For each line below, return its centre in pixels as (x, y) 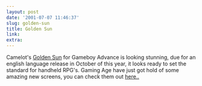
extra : (14, 40)
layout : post (23, 12)
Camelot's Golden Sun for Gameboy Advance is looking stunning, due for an (101, 57)
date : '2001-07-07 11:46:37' (43, 18)
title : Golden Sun (29, 29)
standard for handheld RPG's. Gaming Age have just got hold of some (93, 70)
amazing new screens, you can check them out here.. (73, 77)
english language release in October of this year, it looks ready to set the (96, 64)
